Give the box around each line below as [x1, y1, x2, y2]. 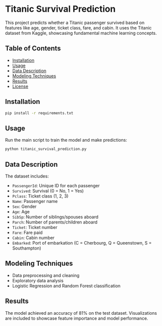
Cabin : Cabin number [12, 234, 55, 241]
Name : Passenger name [12, 198, 58, 204]
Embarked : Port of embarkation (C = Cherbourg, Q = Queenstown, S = [12, 240, 152, 246]
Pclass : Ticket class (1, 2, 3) [12, 193, 69, 199]
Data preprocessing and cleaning [12, 272, 80, 278]
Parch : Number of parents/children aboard [12, 219, 98, 225]
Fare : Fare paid [12, 229, 43, 235]
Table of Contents [5, 44, 61, 52]
